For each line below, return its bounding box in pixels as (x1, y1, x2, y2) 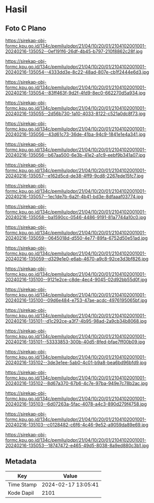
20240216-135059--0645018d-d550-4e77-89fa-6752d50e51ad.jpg (5, 235, 148, 241)
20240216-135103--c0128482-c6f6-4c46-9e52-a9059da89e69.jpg (5, 422, 149, 427)
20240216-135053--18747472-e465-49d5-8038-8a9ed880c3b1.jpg (5, 443, 149, 448)
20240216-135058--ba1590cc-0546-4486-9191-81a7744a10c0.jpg (5, 214, 146, 220)
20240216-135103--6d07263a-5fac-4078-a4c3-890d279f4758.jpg (5, 401, 147, 407)
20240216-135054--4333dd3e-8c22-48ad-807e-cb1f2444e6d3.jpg (5, 69, 149, 75)
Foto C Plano (5, 24, 46, 33)
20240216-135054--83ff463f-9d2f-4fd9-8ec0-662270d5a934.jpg (5, 90, 146, 95)
